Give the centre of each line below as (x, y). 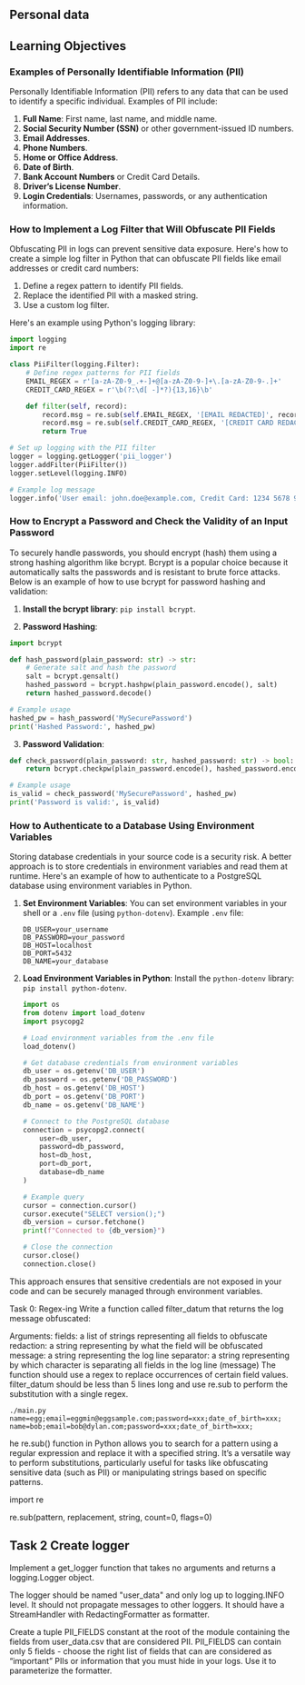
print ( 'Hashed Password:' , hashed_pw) (83, 726)
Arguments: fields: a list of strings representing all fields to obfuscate (138, 1336)
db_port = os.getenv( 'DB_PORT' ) (84, 1097)
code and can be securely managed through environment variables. (136, 1291)
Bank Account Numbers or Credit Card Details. (111, 177)
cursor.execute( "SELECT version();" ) (94, 1214)
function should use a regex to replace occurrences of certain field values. (149, 1374)
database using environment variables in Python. (101, 886)
